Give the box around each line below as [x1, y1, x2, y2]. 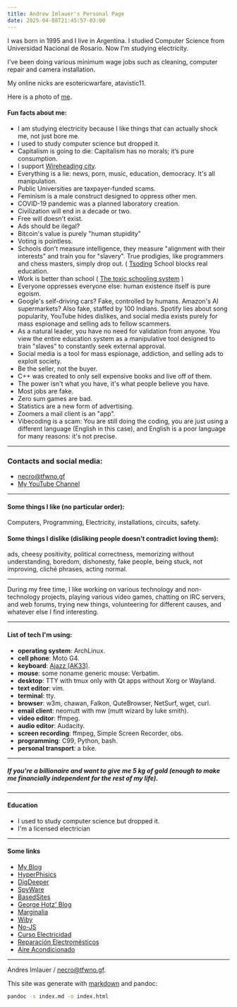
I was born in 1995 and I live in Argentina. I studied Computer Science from [7, 36, 225, 44]
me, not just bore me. [17, 131, 80, 140]
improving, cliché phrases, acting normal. [7, 565, 128, 573]
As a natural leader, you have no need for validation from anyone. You [17, 326, 221, 335]
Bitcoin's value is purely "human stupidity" [17, 229, 141, 237]
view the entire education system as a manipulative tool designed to [17, 334, 215, 342]
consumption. [17, 154, 58, 162]
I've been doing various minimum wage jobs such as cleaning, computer [7, 57, 218, 66]
